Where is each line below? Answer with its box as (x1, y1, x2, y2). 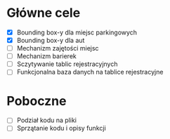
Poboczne (6, 93, 67, 109)
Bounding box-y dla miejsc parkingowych (16, 28, 138, 37)
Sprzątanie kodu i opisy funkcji (16, 124, 106, 133)
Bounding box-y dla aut (16, 37, 85, 44)
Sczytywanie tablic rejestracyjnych (16, 60, 118, 68)
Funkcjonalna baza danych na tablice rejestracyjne (16, 68, 164, 77)
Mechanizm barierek (16, 52, 77, 60)
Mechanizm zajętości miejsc (16, 44, 99, 53)
